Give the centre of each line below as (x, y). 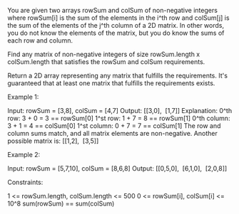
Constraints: (25, 182)
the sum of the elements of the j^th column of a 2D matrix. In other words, (116, 25)
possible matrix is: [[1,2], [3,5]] (53, 141)
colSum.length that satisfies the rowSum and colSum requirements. (106, 62)
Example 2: (24, 155)
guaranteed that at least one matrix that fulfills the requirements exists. (111, 83)
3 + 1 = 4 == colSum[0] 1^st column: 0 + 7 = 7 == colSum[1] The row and (114, 126)
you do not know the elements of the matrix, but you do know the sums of (116, 33)
